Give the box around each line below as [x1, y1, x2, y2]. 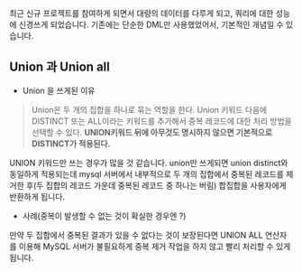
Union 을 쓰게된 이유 [22, 85, 96, 96]
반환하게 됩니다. [9, 191, 66, 201]
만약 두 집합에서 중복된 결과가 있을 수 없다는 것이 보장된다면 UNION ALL [9, 229, 263, 240]
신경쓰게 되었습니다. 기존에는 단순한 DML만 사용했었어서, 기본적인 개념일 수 [18, 19, 284, 30]
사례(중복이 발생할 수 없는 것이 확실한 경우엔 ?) [22, 210, 187, 221]
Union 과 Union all [9, 60, 110, 75]
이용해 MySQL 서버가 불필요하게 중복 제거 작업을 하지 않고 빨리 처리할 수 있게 [18, 240, 291, 251]
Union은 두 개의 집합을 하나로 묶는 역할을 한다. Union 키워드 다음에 [31, 104, 268, 115]
